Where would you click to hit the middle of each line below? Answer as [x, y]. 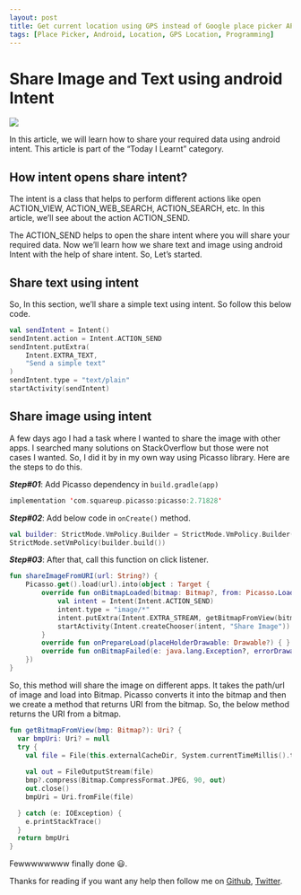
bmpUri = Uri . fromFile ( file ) [80, 797]
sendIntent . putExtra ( [50, 347]
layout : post [34, 18]
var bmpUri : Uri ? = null [64, 738]
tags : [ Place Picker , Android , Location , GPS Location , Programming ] [142, 34]
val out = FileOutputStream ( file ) [90, 772]
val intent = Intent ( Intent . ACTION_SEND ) [136, 601]
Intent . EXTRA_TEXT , [62, 355]
